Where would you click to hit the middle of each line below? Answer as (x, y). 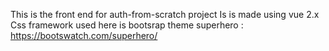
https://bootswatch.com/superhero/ (84, 35)
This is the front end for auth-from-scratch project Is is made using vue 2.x (165, 14)
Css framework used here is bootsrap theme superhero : (127, 25)
